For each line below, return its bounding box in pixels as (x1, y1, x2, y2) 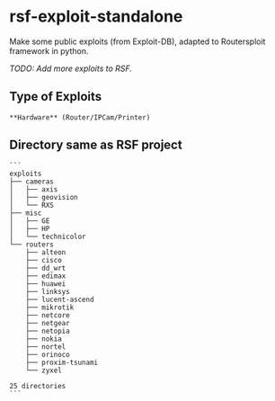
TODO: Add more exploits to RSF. (9, 63, 133, 74)
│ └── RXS (9, 200, 54, 209)
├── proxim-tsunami (25, 358, 99, 367)
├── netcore (25, 310, 70, 320)
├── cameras (9, 177, 54, 186)
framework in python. (9, 45, 89, 56)
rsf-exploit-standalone (9, 6, 183, 27)
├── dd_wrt (25, 263, 67, 272)
